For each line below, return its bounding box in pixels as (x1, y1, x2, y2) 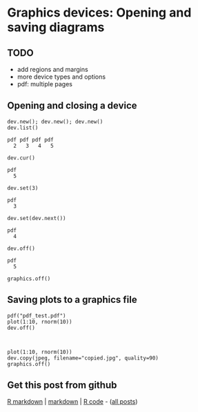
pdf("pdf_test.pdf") (7, 312, 67, 319)
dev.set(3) (7, 184, 39, 191)
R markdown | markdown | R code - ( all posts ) (7, 398, 138, 406)
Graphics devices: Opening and (7, 5, 192, 21)
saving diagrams (7, 19, 105, 35)
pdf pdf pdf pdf (7, 136, 54, 143)
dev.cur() (7, 154, 36, 161)
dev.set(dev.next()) (7, 215, 67, 222)
